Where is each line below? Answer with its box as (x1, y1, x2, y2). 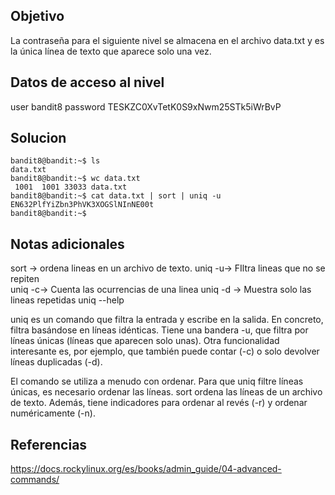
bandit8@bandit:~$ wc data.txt (10, 174, 141, 184)
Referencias (10, 436, 88, 453)
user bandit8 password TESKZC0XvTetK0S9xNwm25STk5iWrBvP (10, 100, 282, 113)
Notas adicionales (10, 235, 125, 253)
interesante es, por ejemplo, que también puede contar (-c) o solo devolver (10, 345, 320, 358)
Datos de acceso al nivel (10, 74, 165, 91)
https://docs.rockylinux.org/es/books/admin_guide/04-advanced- (10, 463, 282, 475)
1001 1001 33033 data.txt (14, 182, 128, 193)
